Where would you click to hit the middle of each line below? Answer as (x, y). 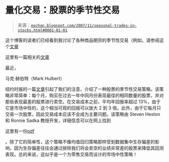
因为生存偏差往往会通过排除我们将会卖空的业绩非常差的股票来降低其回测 (89, 148)
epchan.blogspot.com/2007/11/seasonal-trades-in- (84, 26)
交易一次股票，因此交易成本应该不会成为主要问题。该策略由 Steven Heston (83, 114)
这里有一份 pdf (20, 131)
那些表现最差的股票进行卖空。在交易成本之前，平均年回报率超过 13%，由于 (83, 101)
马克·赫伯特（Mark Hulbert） (35, 78)
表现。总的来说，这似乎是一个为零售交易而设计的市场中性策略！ (71, 154)
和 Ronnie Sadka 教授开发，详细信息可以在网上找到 (58, 120)
